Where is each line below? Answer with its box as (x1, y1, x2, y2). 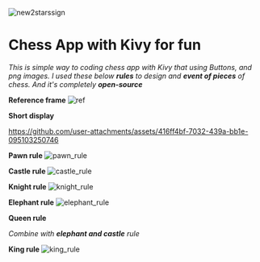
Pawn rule (8, 150, 43, 160)
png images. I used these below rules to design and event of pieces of (8, 71, 245, 81)
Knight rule (8, 181, 47, 191)
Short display (8, 110, 55, 120)
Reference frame (8, 95, 66, 105)
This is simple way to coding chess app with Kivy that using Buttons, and (8, 62, 253, 72)
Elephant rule (8, 198, 55, 207)
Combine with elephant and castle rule (8, 228, 140, 238)
